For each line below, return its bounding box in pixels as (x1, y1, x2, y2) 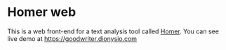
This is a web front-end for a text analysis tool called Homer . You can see (7, 27, 219, 35)
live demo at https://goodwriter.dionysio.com (7, 34, 138, 42)
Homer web (7, 4, 77, 20)
